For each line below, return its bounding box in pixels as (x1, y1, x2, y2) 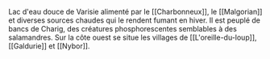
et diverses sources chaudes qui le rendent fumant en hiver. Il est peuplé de (8, 15, 260, 25)
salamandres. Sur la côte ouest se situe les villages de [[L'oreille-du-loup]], (8, 32, 257, 42)
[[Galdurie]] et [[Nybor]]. (8, 41, 90, 51)
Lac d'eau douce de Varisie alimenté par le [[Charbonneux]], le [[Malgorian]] (8, 7, 263, 16)
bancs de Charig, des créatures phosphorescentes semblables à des (8, 24, 238, 33)
